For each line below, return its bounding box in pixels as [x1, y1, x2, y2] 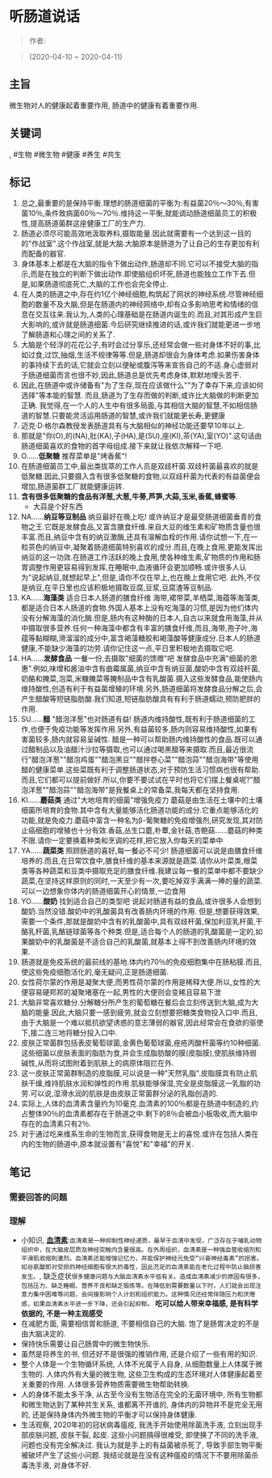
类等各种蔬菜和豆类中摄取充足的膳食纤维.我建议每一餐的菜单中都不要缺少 [20, 866, 264, 876]
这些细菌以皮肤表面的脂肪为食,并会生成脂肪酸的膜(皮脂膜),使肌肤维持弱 [20, 1048, 257, 1058]
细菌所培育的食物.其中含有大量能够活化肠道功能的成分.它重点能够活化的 [20, 805, 259, 815]
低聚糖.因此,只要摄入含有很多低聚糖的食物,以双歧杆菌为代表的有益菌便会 [20, 471, 261, 482]
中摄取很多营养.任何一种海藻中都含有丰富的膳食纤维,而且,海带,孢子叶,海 [20, 623, 257, 633]
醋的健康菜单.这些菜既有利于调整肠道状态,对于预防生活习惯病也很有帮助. [20, 765, 261, 775]
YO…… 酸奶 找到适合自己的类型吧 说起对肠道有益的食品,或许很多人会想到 [20, 896, 262, 907]
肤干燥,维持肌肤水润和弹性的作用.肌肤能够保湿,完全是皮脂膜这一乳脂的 [20, 1078, 253, 1089]
